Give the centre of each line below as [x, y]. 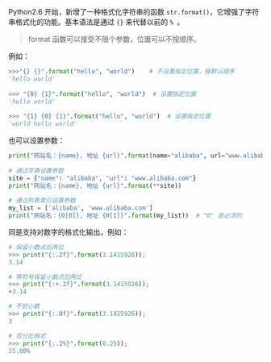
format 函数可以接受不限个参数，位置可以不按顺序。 [115, 39]
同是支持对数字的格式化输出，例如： [69, 231]
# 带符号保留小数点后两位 [45, 277]
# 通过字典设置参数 [36, 171]
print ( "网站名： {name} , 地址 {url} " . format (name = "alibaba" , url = [117, 156]
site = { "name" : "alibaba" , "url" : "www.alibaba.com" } [102, 178]
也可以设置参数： [37, 140]
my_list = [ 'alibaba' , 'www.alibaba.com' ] [81, 208]
